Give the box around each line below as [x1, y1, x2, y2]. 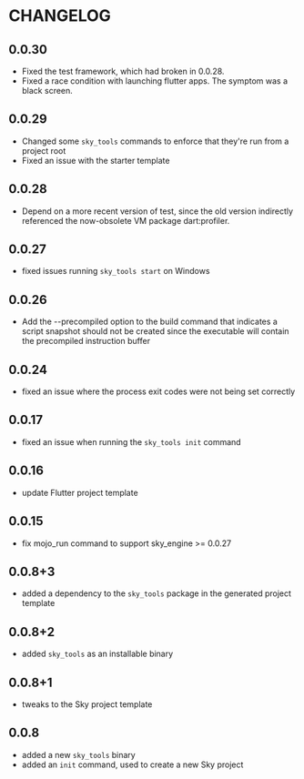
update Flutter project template [21, 487, 138, 498]
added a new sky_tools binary [21, 749, 136, 760]
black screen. [21, 86, 74, 96]
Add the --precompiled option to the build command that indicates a [21, 316, 279, 328]
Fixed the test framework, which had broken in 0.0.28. [21, 66, 225, 76]
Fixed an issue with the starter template [21, 155, 170, 166]
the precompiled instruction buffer [21, 336, 151, 347]
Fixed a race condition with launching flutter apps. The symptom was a [21, 76, 289, 86]
